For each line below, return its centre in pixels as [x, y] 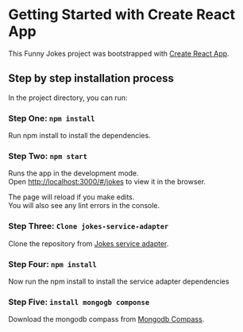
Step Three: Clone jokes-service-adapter [89, 226]
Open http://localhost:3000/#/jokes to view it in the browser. [107, 182]
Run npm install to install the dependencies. [79, 136]
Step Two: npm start [48, 156]
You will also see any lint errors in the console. [84, 206]
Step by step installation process [91, 78]
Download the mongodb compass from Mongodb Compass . [106, 319]
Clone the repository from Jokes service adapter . [89, 243]
